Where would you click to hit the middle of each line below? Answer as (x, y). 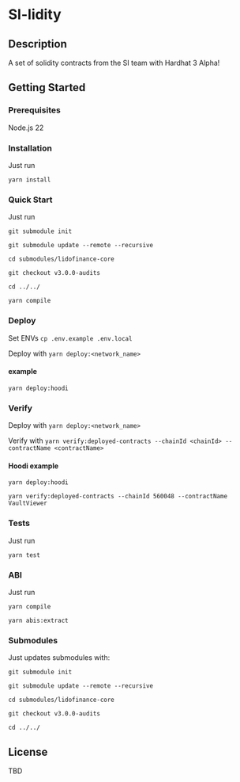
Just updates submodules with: (59, 658)
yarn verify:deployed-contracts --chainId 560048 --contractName (118, 497)
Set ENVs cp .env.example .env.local (70, 338)
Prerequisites (34, 110)
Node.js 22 (26, 128)
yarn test (24, 555)
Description (37, 44)
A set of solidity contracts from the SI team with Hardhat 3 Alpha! (114, 63)
